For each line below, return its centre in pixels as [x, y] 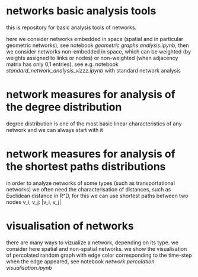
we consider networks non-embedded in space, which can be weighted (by [99, 51]
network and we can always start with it [55, 130]
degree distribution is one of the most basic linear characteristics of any [94, 124]
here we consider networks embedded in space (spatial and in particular [95, 39]
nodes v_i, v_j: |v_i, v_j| [33, 202]
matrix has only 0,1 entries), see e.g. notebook [62, 64]
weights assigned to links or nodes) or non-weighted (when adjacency [92, 58]
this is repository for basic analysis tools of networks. [71, 27]
